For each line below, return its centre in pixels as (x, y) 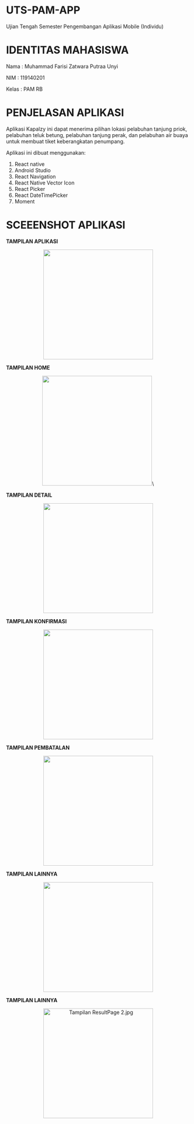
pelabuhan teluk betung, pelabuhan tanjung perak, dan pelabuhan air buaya (97, 135)
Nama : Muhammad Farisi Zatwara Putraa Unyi (62, 66)
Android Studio (32, 170)
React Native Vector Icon (44, 183)
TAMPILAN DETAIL (29, 495)
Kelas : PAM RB (24, 89)
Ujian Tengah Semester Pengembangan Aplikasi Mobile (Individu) (85, 26)
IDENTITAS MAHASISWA (67, 50)
